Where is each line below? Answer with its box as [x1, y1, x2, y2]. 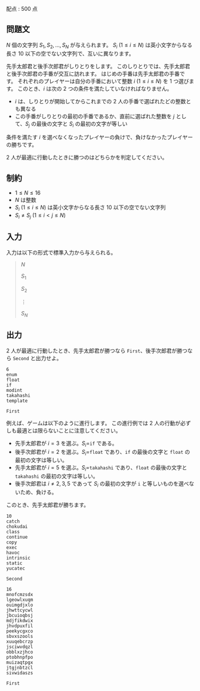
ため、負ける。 [20, 489, 57, 496]
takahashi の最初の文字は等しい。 [14, 472, 99, 480]
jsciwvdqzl [6, 644, 33, 650]
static [6, 560, 23, 566]
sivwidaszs [6, 670, 33, 676]
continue [6, 534, 28, 540]
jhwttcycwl [6, 607, 33, 613]
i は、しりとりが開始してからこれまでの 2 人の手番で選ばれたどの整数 [14, 97, 186, 105]
